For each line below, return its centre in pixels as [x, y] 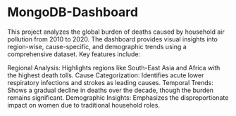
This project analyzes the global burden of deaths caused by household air [116, 32]
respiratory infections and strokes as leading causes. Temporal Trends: [110, 82]
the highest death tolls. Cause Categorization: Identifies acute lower [106, 75]
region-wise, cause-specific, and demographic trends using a [97, 46]
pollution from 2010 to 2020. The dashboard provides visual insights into [113, 39]
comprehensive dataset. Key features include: [74, 54]
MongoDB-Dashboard [73, 12]
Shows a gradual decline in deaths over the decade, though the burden [110, 90]
